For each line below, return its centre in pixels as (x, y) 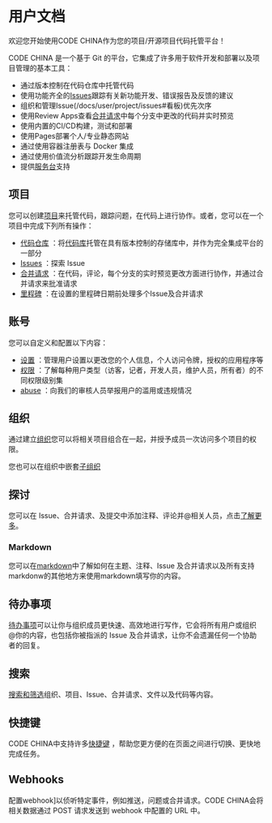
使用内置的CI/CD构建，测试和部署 (76, 126)
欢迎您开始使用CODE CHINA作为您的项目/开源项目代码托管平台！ (117, 41)
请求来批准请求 (52, 283)
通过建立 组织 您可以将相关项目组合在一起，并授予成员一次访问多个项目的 (129, 439)
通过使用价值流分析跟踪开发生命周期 (81, 156)
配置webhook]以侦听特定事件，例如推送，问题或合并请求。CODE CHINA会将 (136, 800)
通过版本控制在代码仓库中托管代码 (77, 85)
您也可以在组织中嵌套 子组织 (55, 466)
